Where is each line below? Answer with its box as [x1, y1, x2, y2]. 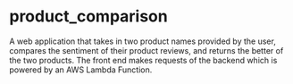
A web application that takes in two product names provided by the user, [9, 36, 277, 46]
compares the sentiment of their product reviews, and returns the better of [9, 45, 284, 55]
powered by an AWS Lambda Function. [9, 64, 153, 75]
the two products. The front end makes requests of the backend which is [9, 55, 278, 65]
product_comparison [9, 6, 168, 27]
